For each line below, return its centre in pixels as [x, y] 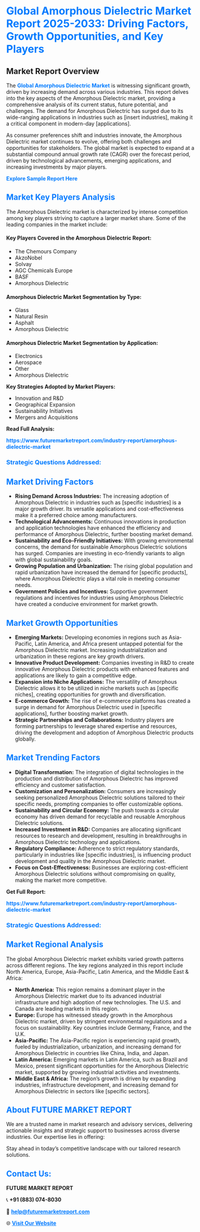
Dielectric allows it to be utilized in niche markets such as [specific [97, 688]
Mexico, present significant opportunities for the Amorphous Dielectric [102, 1066]
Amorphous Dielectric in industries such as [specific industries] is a [98, 503]
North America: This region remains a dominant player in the [90, 989]
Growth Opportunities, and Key [85, 36]
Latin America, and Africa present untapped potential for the [109, 643]
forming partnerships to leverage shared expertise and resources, [96, 726]
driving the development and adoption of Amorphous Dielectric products [104, 732]
